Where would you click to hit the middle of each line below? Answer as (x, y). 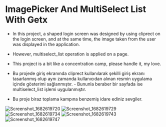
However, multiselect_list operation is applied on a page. (70, 54)
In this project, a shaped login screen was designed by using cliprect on (86, 33)
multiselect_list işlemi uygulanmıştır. (49, 89)
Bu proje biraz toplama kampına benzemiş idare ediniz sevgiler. (77, 99)
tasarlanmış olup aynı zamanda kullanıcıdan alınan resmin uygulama (82, 78)
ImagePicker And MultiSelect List (76, 9)
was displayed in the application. (46, 44)
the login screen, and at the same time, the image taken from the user (84, 39)
